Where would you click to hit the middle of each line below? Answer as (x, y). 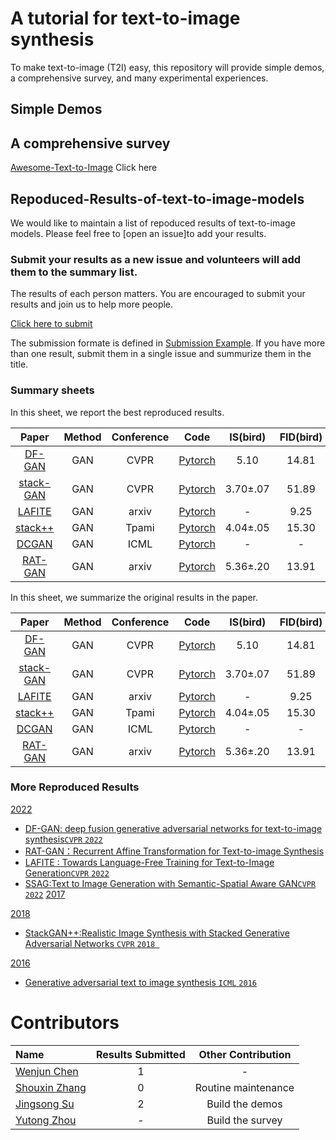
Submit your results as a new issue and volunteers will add (156, 259)
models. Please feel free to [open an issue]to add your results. (138, 233)
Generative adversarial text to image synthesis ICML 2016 (140, 982)
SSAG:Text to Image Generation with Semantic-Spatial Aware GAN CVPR (170, 883)
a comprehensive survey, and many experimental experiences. (139, 78)
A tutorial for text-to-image (125, 18)
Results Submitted (140, 1054)
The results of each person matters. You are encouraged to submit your (158, 294)
